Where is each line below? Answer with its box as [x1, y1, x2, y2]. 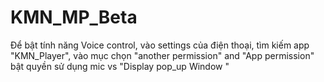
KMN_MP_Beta [10, 6, 138, 29]
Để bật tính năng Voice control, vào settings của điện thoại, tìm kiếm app [10, 39, 310, 51]
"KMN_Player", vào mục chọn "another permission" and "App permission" [10, 49, 315, 61]
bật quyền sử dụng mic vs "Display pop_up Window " [10, 60, 230, 72]
